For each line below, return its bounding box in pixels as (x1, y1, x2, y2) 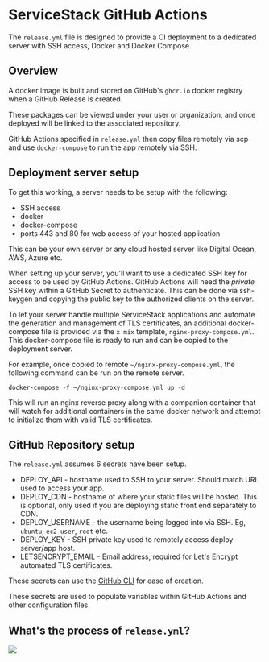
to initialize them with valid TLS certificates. (8, 415, 153, 424)
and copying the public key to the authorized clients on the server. (34, 294, 255, 304)
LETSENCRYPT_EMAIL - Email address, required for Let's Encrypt (19, 552, 238, 561)
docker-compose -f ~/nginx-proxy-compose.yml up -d (8, 383, 185, 391)
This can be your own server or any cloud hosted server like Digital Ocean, (8, 244, 257, 254)
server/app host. (19, 544, 76, 553)
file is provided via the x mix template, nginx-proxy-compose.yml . (41, 326, 255, 336)
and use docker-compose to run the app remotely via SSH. (8, 143, 197, 152)
